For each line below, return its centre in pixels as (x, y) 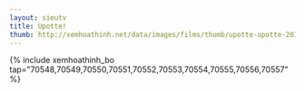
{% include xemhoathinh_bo (62, 60)
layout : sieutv (38, 18)
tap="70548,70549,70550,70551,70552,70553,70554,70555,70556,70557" (149, 69)
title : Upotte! (38, 26)
